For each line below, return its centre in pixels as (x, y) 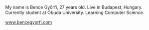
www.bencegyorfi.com (29, 22)
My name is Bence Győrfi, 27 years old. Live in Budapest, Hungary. (74, 7)
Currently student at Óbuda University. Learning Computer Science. (75, 12)
